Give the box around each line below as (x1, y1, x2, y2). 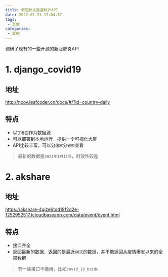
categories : (5, 26, 30, 32)
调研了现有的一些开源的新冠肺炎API (5, 46, 79, 51)
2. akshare (5, 171, 51, 182)
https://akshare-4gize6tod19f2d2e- (5, 206, 79, 212)
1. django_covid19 (5, 64, 81, 75)
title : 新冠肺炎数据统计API (5, 7, 58, 13)
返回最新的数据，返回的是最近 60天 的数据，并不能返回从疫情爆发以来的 (12, 249, 159, 255)
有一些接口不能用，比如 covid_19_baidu (17, 265, 99, 272)
